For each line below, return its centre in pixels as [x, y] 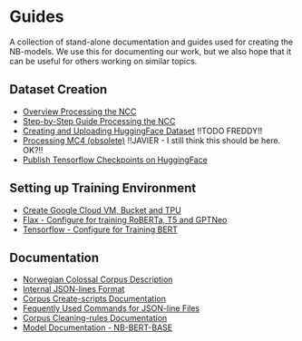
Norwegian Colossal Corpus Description [97, 279]
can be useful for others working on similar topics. [103, 61]
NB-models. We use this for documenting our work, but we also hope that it [151, 51]
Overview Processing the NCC [79, 112]
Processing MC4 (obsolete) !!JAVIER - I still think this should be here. [151, 140]
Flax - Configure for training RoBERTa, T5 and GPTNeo [125, 219]
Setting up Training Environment [103, 188]
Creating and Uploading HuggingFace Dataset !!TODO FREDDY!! [142, 131]
